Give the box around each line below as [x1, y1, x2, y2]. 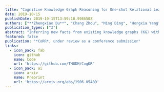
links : [5, 43, 19, 48]
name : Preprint [14, 75, 45, 80]
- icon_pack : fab [9, 48, 45, 53]
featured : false [5, 35, 38, 39]
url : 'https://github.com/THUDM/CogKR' [14, 61, 95, 66]
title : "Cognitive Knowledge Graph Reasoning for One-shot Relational [5, 7, 152, 12]
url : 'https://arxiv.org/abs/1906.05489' [14, 79, 99, 84]
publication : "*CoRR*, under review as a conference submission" [5, 39, 141, 44]
